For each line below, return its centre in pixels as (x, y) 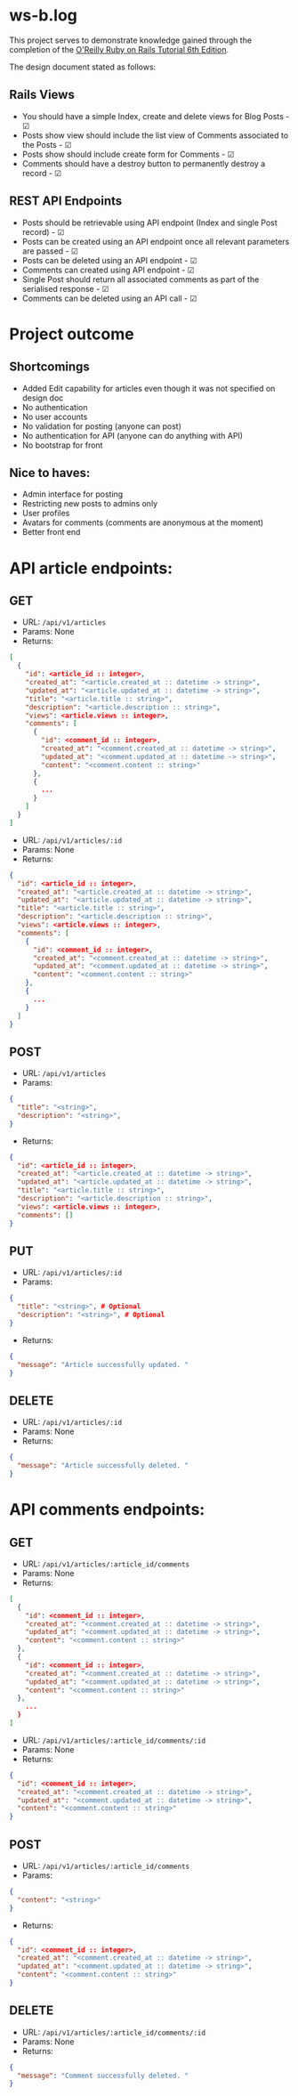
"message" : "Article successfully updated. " (103, 1364)
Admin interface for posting (72, 494)
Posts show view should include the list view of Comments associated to (155, 135)
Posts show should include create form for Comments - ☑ (128, 154)
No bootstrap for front (62, 445)
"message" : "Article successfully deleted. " (103, 1466)
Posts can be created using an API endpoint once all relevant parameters (156, 241)
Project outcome (72, 334)
